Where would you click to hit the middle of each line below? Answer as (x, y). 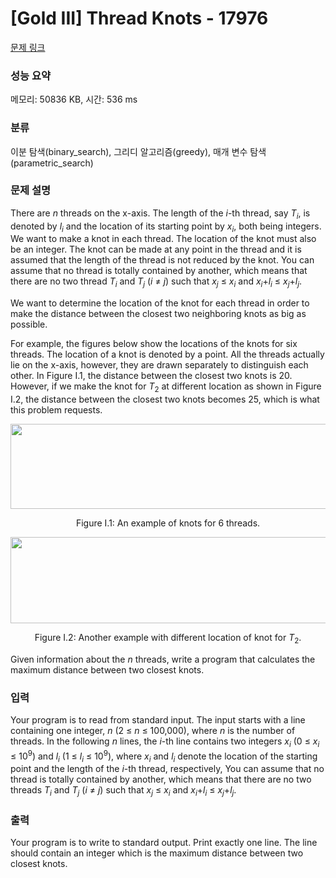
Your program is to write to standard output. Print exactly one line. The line (164, 843)
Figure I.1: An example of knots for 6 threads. (168, 523)
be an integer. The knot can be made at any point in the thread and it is (156, 249)
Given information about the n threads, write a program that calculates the (163, 659)
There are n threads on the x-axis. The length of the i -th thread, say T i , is (160, 214)
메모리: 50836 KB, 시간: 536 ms (74, 99)
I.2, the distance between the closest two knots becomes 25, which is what (165, 399)
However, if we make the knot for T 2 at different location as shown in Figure (166, 387)
